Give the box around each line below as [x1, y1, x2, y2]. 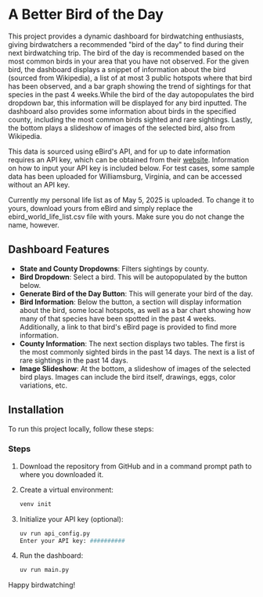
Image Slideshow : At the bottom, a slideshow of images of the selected [19, 363, 251, 373]
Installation [8, 403, 64, 417]
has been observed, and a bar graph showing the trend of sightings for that [8, 81, 251, 91]
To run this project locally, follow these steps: [8, 424, 154, 433]
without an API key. [8, 180, 70, 189]
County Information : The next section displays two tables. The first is [19, 339, 245, 348]
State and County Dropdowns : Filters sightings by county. [19, 264, 209, 273]
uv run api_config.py [19, 530, 90, 537]
